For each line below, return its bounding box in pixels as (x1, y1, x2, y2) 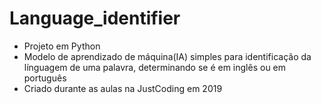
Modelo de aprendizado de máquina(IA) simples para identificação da (23, 50, 312, 62)
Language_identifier (9, 7, 181, 30)
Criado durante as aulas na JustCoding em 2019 (23, 82, 223, 94)
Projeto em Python (23, 40, 101, 52)
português (23, 72, 67, 84)
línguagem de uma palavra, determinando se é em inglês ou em (23, 61, 287, 73)
